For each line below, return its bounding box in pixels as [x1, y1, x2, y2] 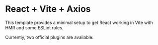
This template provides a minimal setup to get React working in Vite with [5, 20, 153, 25]
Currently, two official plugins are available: [5, 34, 94, 40]
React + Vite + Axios [5, 3, 91, 15]
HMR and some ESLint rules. [5, 24, 64, 30]
